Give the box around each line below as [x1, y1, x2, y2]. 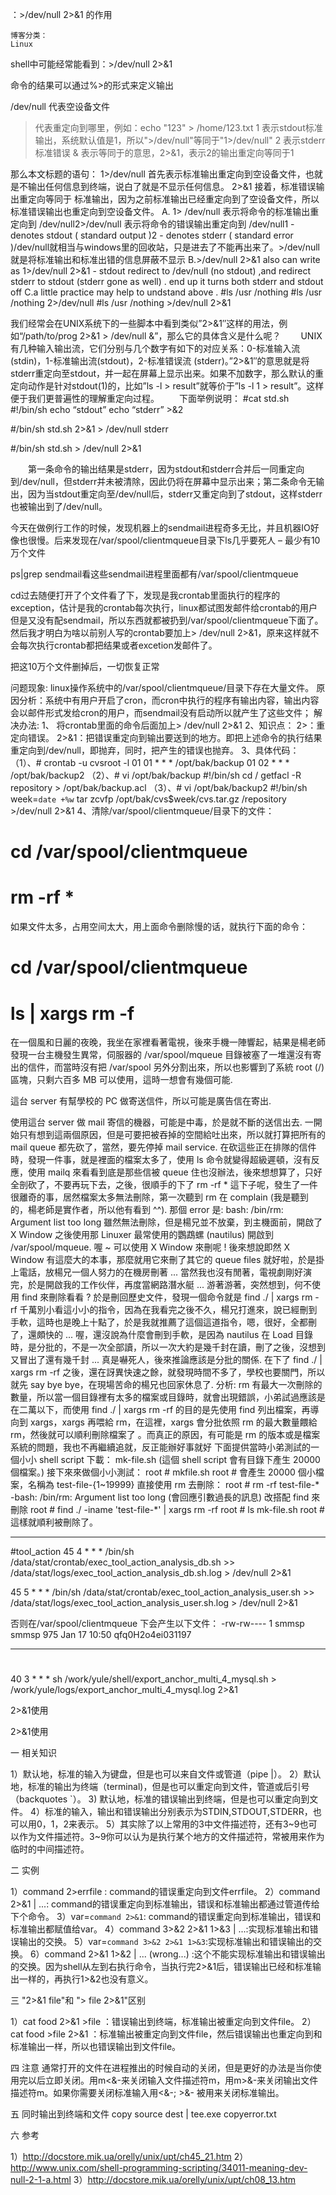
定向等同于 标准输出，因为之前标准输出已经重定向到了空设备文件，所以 [27, 193, 320, 205]
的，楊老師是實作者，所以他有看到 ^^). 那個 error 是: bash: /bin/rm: [10, 1204, 284, 1216]
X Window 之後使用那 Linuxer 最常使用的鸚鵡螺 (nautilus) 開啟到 [10, 1229, 275, 1241]
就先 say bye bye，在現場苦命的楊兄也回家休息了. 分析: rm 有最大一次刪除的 [10, 1379, 323, 1391]
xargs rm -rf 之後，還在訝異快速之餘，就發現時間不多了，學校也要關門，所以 [10, 1366, 326, 1378]
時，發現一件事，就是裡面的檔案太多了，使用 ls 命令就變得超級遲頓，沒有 [10, 1154, 312, 1166]
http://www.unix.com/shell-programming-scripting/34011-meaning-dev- [10, 2162, 308, 2174]
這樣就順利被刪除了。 [10, 1516, 98, 1528]
